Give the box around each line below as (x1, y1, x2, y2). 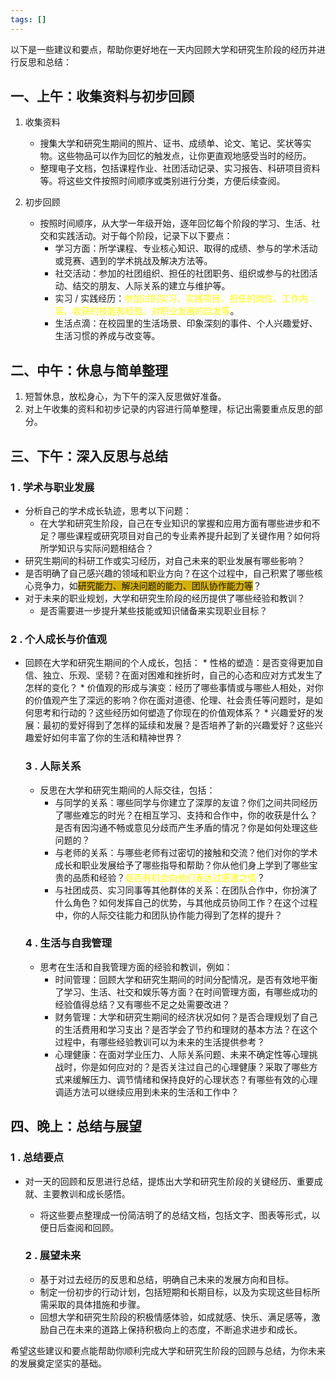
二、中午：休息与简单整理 (10, 362, 168, 379)
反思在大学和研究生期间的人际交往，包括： (39, 784, 216, 796)
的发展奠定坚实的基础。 (10, 1357, 107, 1369)
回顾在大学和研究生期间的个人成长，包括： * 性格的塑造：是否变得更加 (24, 657, 315, 669)
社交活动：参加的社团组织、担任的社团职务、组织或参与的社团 (54, 267, 310, 280)
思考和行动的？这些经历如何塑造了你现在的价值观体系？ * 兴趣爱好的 (33, 707, 315, 719)
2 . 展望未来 (24, 1249, 82, 1263)
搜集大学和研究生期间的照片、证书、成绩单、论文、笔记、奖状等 (39, 137, 303, 150)
